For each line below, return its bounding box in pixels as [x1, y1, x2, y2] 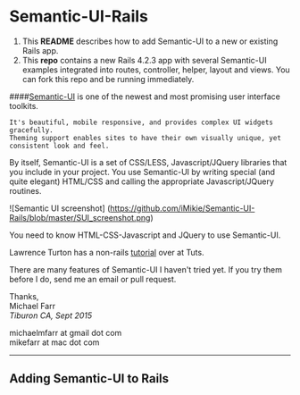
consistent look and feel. [9, 141, 110, 150]
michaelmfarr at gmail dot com [9, 327, 122, 338]
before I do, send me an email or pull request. [9, 273, 177, 284]
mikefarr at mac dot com [9, 337, 100, 348]
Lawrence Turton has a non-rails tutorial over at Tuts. [9, 247, 204, 257]
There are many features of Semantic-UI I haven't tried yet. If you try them [9, 264, 283, 274]
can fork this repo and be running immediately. [21, 73, 195, 84]
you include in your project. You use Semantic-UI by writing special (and [9, 166, 275, 177]
